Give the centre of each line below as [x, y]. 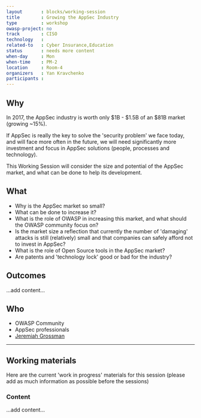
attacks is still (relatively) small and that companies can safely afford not [104, 237]
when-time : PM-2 [32, 62]
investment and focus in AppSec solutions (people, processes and [88, 148]
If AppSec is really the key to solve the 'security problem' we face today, [95, 135]
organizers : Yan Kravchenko [45, 73]
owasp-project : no [29, 28]
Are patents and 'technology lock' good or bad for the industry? [93, 257]
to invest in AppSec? [40, 244]
